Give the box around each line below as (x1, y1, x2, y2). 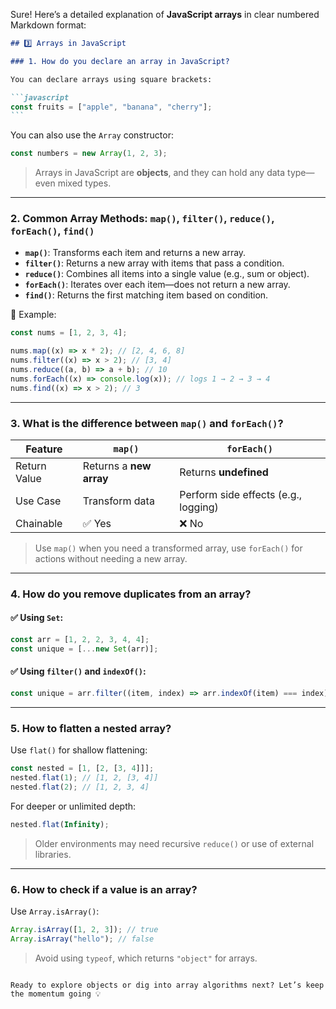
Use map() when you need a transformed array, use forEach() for (34, 542, 303, 554)
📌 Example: (10, 309, 57, 321)
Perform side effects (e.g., (179, 487, 303, 501)
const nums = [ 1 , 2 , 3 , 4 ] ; (10, 328, 128, 338)
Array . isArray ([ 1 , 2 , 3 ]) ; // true (10, 925, 159, 935)
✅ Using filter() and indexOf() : (10, 665, 147, 678)
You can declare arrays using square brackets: (10, 74, 213, 84)
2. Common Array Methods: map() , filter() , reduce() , (10, 212, 275, 226)
